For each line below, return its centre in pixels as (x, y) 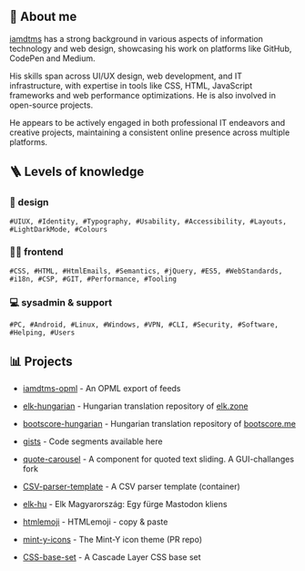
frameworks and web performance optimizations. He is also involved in (142, 95)
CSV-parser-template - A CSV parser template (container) (132, 486)
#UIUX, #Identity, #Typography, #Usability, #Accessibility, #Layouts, (148, 221)
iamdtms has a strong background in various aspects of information (137, 38)
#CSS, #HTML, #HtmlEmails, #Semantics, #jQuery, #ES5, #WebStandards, (146, 271)
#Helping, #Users (42, 333)
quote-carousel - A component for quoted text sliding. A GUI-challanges (158, 459)
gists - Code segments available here (92, 441)
